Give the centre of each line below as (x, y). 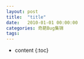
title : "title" (26, 17)
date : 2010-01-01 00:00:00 (42, 22)
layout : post (22, 12)
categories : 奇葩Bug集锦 (35, 28)
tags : (13, 34)
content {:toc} (32, 50)
